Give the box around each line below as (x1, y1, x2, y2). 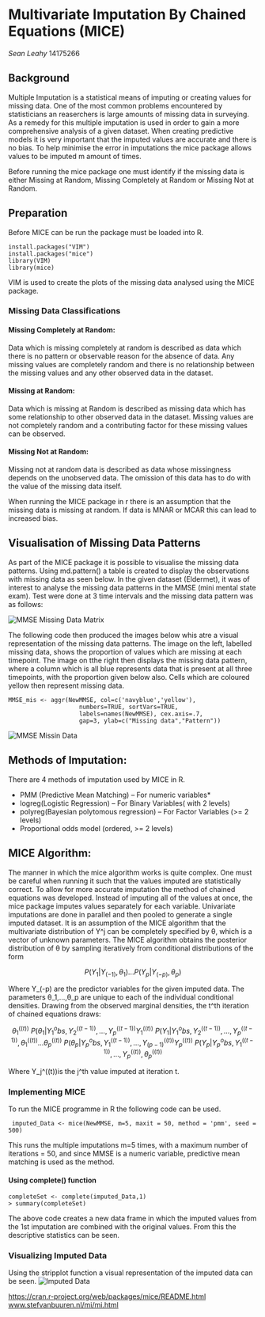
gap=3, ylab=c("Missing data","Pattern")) (78, 716, 221, 725)
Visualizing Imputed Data (8, 1251, 108, 1262)
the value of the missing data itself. (8, 481, 123, 492)
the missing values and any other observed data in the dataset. (8, 368, 214, 378)
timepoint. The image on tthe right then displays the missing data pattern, (8, 655, 248, 665)
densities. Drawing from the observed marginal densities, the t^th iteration (8, 1001, 249, 1011)
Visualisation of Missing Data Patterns (8, 537, 201, 550)
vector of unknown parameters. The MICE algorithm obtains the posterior (8, 935, 248, 944)
